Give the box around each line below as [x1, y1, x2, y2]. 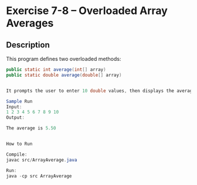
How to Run [6, 141, 33, 147]
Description [6, 40, 50, 50]
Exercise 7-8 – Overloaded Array [6, 4, 168, 18]
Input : [6, 104, 22, 109]
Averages [6, 16, 54, 30]
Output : [6, 115, 25, 121]
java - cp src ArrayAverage [6, 173, 72, 179]
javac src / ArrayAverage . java [6, 157, 77, 163]
